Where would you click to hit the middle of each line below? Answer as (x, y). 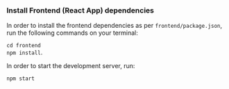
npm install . (25, 52)
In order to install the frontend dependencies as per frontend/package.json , (114, 26)
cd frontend (24, 46)
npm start (21, 79)
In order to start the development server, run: (71, 66)
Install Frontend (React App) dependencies (80, 10)
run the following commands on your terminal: (72, 33)
